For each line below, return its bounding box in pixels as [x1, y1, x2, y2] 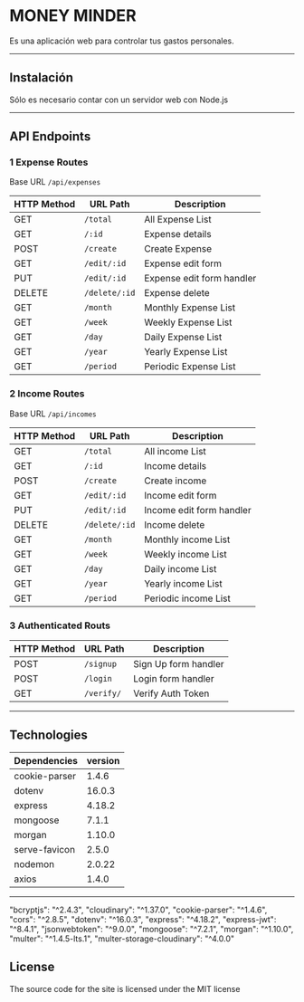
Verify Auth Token [133, 687, 210, 700]
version [86, 754, 120, 767]
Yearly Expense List [144, 346, 228, 358]
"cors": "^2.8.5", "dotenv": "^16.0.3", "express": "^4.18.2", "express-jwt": [9, 913, 277, 924]
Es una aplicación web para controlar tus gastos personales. [9, 35, 235, 46]
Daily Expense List [144, 331, 223, 344]
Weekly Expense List [144, 316, 233, 329]
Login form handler [133, 673, 214, 685]
